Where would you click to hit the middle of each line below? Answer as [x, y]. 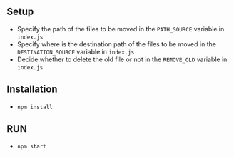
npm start [32, 147]
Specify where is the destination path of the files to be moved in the [117, 44]
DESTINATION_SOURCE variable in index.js [76, 51]
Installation [32, 90]
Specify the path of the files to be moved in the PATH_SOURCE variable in [121, 29]
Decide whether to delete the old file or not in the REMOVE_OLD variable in [122, 59]
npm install [35, 107]
